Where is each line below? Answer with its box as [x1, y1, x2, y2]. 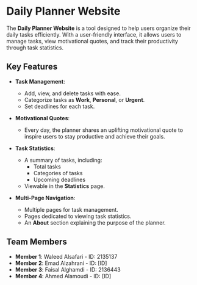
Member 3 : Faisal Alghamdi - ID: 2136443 [15, 265, 121, 273]
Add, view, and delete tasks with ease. [24, 90, 121, 97]
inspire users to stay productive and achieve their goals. [24, 132, 166, 140]
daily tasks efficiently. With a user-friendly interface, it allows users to [6, 31, 182, 38]
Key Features [6, 62, 58, 72]
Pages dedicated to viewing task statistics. [24, 212, 132, 220]
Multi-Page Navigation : [15, 194, 76, 201]
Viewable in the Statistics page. [24, 182, 106, 190]
